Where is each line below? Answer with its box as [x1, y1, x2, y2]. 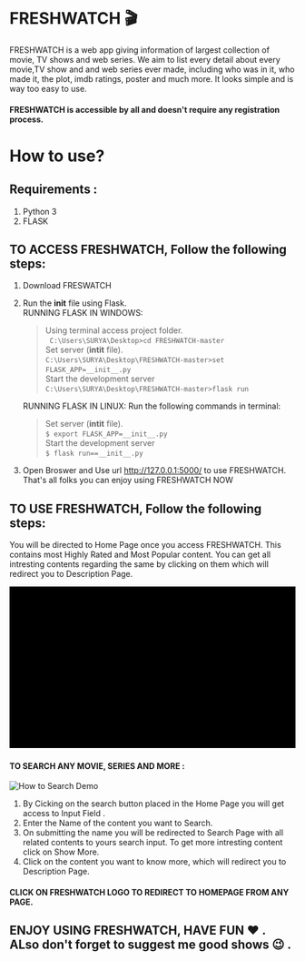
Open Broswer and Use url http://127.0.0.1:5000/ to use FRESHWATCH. [22, 465, 287, 476]
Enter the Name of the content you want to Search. [22, 817, 213, 829]
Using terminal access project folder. [44, 325, 183, 336]
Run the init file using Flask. [22, 298, 127, 309]
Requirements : [9, 182, 98, 197]
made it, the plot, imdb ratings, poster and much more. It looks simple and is [9, 73, 294, 84]
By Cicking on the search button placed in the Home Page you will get [22, 798, 284, 809]
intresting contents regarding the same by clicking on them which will [9, 559, 270, 570]
